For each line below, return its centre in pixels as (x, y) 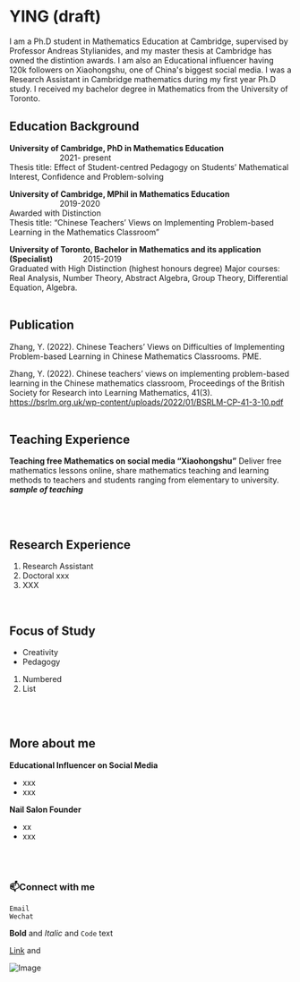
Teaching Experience (70, 439)
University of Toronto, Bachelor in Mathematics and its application (135, 249)
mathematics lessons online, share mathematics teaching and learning (139, 471)
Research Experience (70, 545)
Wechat (21, 917)
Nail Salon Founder (46, 809)
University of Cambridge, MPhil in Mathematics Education (120, 193)
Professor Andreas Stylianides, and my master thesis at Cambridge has (141, 50)
